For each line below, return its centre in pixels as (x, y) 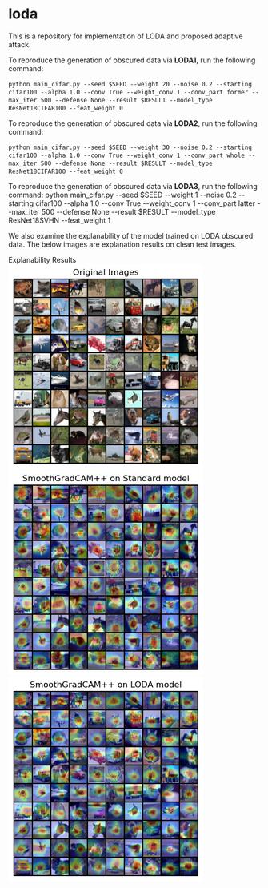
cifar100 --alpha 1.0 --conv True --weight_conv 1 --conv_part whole (127, 155)
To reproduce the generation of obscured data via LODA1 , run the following (132, 60)
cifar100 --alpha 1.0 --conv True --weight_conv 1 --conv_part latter (146, 203)
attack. (20, 44)
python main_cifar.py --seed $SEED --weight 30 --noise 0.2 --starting (130, 147)
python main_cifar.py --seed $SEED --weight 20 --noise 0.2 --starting (130, 84)
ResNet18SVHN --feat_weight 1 (60, 220)
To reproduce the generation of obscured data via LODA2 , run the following (133, 123)
